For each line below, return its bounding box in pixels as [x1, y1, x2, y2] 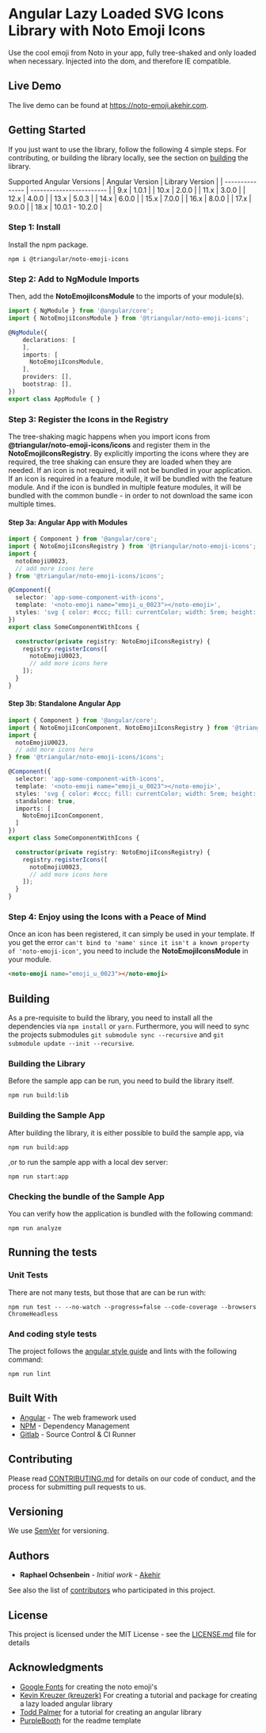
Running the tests [8, 1246, 97, 1259]
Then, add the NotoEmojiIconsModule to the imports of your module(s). [8, 291, 244, 302]
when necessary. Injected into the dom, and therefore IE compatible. [8, 56, 231, 66]
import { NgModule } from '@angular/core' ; [8, 307, 154, 315]
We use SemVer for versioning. [8, 1526, 109, 1535]
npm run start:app [8, 1172, 69, 1181]
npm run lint [8, 1370, 51, 1378]
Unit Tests [8, 1270, 49, 1281]
